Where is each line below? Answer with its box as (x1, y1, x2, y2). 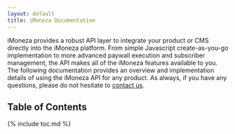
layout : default (7, 10, 55, 18)
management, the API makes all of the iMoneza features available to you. (7, 58, 218, 67)
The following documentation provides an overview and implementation (7, 66, 215, 74)
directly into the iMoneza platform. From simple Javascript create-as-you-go (7, 43, 229, 52)
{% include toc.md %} (7, 120, 72, 128)
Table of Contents (7, 101, 88, 113)
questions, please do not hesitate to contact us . (7, 81, 145, 89)
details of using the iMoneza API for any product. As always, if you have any (7, 73, 227, 81)
